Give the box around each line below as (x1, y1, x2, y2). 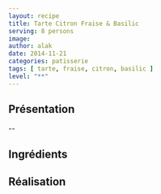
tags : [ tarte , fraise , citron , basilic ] (8, 65, 154, 73)
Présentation (8, 102, 75, 116)
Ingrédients (8, 147, 68, 161)
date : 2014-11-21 (8, 50, 67, 58)
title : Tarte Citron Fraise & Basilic (8, 19, 139, 28)
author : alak (8, 42, 53, 50)
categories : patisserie (8, 58, 89, 66)
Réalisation (8, 175, 66, 189)
